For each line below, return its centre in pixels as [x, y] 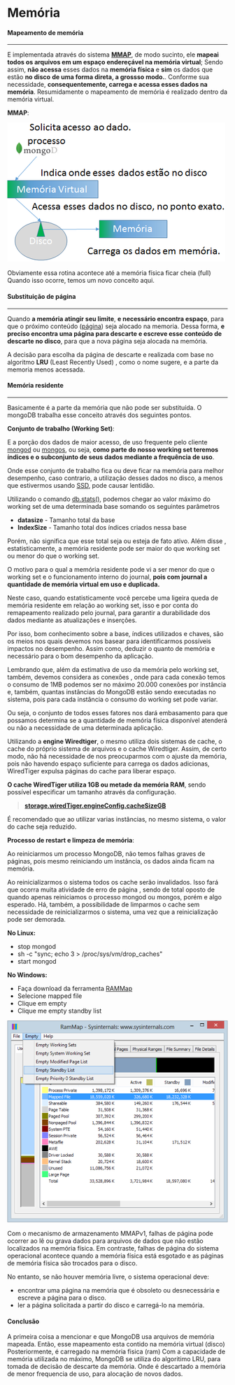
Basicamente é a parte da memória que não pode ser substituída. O [105, 407]
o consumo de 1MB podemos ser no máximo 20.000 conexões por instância [117, 684]
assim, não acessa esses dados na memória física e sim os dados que [110, 70]
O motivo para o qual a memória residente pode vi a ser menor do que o [111, 569]
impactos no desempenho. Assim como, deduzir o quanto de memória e [111, 648]
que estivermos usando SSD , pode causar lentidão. [81, 485]
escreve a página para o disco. [62, 1298]
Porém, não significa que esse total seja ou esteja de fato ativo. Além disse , [117, 541]
